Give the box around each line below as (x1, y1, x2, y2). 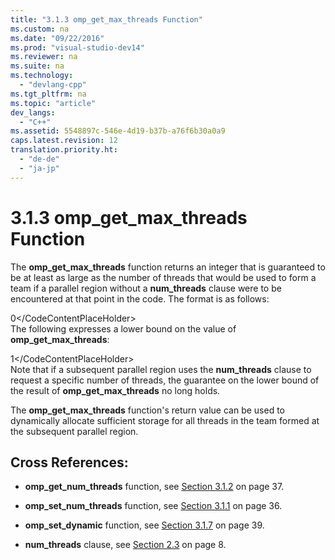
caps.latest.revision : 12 (10, 136, 118, 146)
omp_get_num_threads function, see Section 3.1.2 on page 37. (24, 481, 285, 493)
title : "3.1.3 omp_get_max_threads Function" (10, 14, 203, 25)
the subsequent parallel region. (10, 425, 139, 437)
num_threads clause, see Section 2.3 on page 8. (24, 539, 227, 551)
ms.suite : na (10, 61, 65, 71)
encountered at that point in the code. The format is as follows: (10, 292, 270, 305)
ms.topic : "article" (10, 98, 97, 108)
